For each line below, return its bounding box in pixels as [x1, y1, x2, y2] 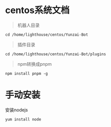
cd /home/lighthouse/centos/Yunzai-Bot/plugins [5, 51, 106, 57]
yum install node [5, 116, 41, 122]
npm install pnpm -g [5, 71, 48, 76]
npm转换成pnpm [17, 61, 52, 67]
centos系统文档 [5, 5, 70, 16]
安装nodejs [5, 106, 28, 113]
